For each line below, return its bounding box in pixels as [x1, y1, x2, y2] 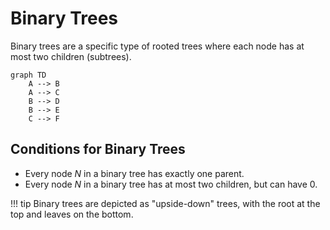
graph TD [10, 70, 47, 80]
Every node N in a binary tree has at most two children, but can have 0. [24, 178, 318, 190]
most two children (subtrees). [10, 50, 132, 62]
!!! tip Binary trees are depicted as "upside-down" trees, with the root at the [10, 197, 321, 209]
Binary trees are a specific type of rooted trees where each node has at [10, 40, 305, 52]
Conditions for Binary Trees [10, 141, 186, 158]
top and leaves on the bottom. [10, 208, 134, 220]
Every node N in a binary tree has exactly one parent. [24, 167, 245, 179]
